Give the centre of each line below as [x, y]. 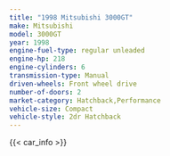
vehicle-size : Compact [51, 109]
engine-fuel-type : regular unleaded [77, 51]
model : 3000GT [36, 34]
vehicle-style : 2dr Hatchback [65, 117]
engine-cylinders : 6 [48, 68]
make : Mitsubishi [41, 26]
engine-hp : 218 [37, 59]
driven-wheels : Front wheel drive [73, 84]
